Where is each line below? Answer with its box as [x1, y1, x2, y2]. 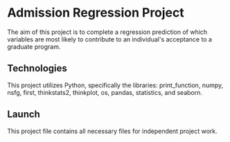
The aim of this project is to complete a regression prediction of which [7, 28, 208, 36]
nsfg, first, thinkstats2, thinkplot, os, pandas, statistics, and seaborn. [7, 88, 203, 96]
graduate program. [7, 42, 61, 51]
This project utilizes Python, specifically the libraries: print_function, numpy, [7, 81, 224, 89]
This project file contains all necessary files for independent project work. [7, 127, 218, 135]
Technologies [7, 62, 68, 74]
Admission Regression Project [7, 5, 185, 21]
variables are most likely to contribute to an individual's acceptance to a [7, 35, 213, 43]
